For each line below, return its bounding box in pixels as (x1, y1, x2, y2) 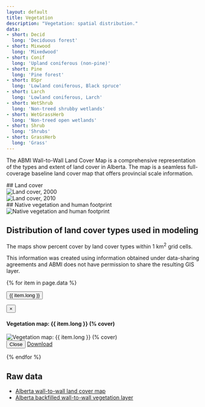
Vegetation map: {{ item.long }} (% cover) (6, 319, 115, 327)
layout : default (6, 9, 48, 15)
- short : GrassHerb (6, 134, 56, 141)
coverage (6, 170, 31, 177)
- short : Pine (6, 65, 43, 72)
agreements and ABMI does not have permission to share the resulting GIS (6, 261, 195, 268)
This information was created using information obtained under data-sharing (6, 255, 199, 262)
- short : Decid (6, 32, 45, 38)
